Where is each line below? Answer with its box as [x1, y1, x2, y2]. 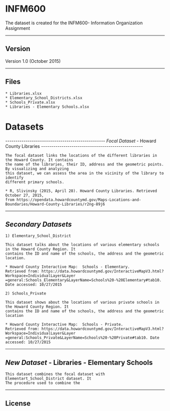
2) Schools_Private [5, 291, 47, 296]
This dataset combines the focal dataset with [5, 372, 105, 377]
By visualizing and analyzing [5, 166, 69, 171]
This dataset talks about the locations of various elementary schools [5, 242, 159, 248]
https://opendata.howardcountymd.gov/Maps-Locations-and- [16, 197, 142, 202]
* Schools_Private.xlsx [5, 100, 56, 105]
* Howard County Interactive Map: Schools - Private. [5, 322, 123, 327]
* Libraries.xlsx [5, 91, 42, 96]
